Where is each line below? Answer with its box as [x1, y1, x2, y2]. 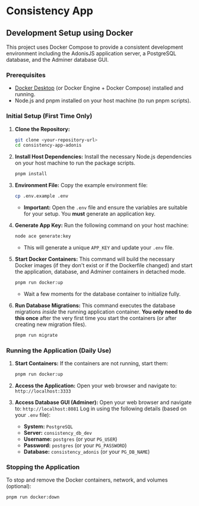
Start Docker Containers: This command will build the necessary [14, 255, 175, 263]
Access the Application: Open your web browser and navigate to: [14, 382, 177, 389]
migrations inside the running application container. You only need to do [14, 308, 192, 315]
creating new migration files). [14, 321, 87, 328]
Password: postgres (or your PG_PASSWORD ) [23, 441, 127, 449]
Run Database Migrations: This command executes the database [14, 302, 176, 309]
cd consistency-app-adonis [14, 143, 82, 148]
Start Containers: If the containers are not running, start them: [14, 360, 168, 367]
